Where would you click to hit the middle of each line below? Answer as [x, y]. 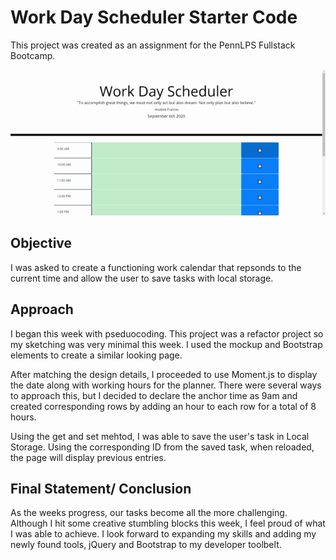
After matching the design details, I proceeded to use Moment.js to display [164, 374]
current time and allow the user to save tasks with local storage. [142, 278]
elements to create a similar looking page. [96, 355]
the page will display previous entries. [88, 457]
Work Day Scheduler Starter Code [154, 17]
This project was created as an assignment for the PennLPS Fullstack [153, 45]
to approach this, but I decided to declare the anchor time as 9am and [154, 395]
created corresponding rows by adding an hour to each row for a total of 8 [163, 406]
